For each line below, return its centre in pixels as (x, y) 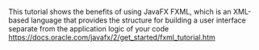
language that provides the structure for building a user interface (138, 20)
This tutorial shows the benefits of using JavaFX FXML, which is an (120, 12)
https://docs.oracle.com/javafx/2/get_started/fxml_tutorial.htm (112, 37)
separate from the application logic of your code (89, 29)
